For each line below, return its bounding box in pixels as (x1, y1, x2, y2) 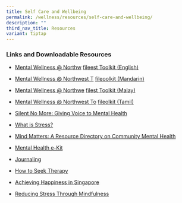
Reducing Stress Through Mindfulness (14, 191, 109, 198)
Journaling (14, 156, 42, 163)
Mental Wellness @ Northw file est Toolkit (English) (14, 64, 139, 71)
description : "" (6, 20, 46, 26)
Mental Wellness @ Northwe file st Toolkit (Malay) (14, 87, 136, 94)
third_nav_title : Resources (6, 25, 76, 31)
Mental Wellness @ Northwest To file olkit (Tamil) (14, 99, 134, 106)
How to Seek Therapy (14, 167, 68, 175)
